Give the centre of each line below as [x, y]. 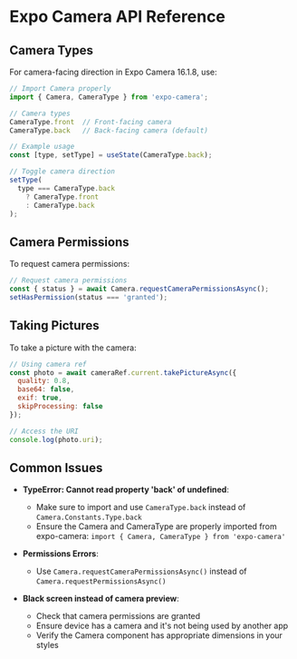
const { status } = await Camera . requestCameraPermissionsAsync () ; [139, 289]
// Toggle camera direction [62, 172]
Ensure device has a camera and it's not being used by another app [162, 626]
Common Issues [56, 468]
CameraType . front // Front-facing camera [91, 122]
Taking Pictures [54, 325]
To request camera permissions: [70, 264]
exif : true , [40, 398]
